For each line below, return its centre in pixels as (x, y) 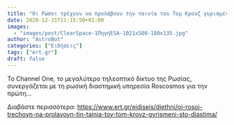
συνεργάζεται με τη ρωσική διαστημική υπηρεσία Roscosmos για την (107, 86)
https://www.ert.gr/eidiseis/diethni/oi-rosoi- (140, 107)
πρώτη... (19, 93)
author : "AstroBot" (36, 40)
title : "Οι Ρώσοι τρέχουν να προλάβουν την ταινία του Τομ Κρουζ (104, 14)
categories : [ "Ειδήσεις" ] (45, 46)
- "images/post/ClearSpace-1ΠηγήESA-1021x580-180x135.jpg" (101, 33)
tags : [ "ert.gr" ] (32, 53)
